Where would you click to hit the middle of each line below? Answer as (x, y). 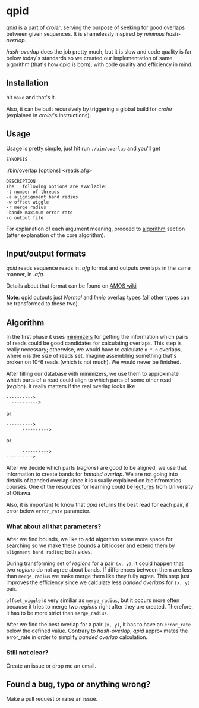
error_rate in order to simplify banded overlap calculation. (77, 637)
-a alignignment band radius (42, 197)
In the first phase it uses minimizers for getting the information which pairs (97, 337)
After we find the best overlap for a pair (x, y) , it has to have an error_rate (99, 625)
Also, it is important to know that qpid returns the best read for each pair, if (97, 505)
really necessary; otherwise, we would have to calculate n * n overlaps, (94, 350)
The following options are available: (57, 186)
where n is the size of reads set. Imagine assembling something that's (91, 356)
